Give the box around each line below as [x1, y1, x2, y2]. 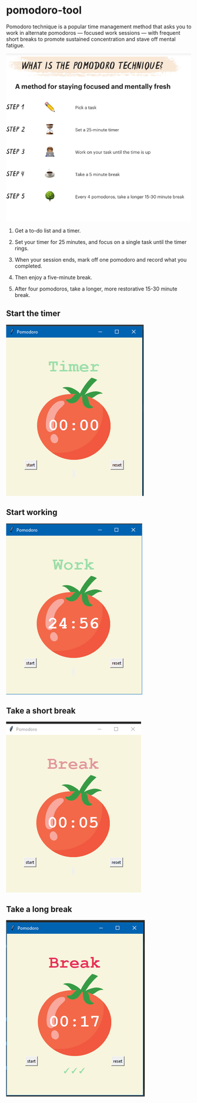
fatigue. [6, 42, 25, 49]
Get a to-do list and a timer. [14, 227, 81, 234]
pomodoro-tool [6, 4, 82, 17]
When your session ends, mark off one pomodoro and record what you [14, 256, 187, 263]
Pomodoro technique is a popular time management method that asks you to [6, 23, 192, 30]
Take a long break [6, 904, 72, 914]
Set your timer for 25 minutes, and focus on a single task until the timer [14, 238, 187, 245]
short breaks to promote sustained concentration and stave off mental [6, 35, 176, 42]
